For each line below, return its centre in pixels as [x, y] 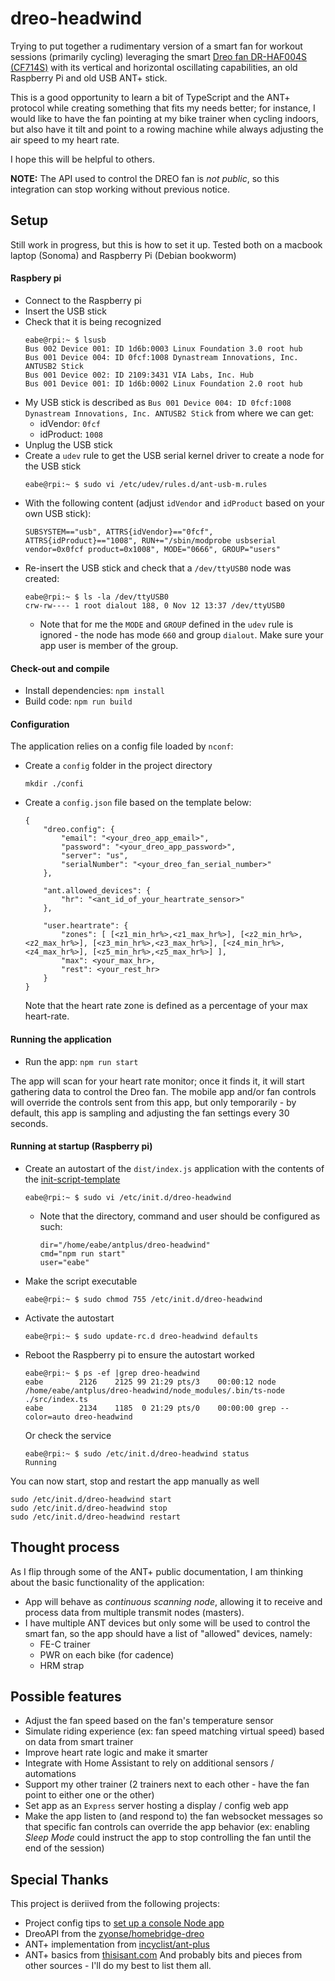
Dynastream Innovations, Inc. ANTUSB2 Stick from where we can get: [169, 413]
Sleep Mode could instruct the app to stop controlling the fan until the [168, 1838]
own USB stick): [58, 513]
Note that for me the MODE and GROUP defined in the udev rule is [166, 624]
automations [50, 1774]
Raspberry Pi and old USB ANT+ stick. [89, 78]
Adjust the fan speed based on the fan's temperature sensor [149, 1721]
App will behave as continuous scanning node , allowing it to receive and [173, 1601]
